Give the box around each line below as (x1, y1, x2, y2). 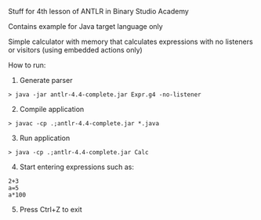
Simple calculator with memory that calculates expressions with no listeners (8, 37, 253, 46)
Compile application (19, 105, 85, 114)
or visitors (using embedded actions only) (8, 45, 143, 54)
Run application (19, 133, 71, 142)
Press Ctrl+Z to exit (19, 205, 82, 214)
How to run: (8, 60, 46, 70)
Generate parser (19, 76, 73, 85)
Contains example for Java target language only (8, 22, 163, 31)
